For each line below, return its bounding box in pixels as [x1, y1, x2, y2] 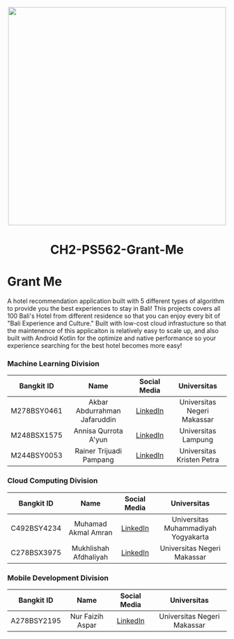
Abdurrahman [75, 406, 121, 416]
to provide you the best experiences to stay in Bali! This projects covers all [7, 304, 221, 313]
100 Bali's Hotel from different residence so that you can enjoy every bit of [7, 311, 221, 321]
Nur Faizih [70, 612, 104, 622]
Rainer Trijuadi [75, 446, 122, 456]
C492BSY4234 [10, 523, 61, 533]
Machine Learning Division [7, 359, 100, 369]
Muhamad [74, 519, 107, 529]
